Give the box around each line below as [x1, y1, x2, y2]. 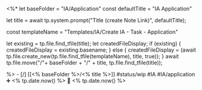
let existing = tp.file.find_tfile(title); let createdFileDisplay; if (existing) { [6, 40, 181, 47]
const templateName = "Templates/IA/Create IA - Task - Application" [6, 28, 178, 35]
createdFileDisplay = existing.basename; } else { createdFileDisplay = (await [6, 46, 197, 53]
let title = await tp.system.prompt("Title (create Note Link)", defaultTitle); [6, 17, 186, 23]
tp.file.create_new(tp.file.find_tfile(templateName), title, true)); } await [6, 53, 180, 59]
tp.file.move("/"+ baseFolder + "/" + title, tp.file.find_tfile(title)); [6, 59, 163, 66]
